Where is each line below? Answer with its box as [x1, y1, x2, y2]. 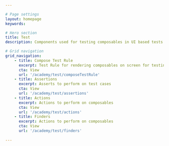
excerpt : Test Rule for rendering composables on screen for [18, 62, 150, 68]
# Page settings [5, 12, 39, 17]
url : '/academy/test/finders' [18, 128, 82, 133]
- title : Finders [14, 114, 51, 119]
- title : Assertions [14, 77, 57, 82]
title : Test [5, 35, 30, 40]
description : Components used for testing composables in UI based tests [5, 40, 163, 45]
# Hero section [5, 30, 37, 35]
